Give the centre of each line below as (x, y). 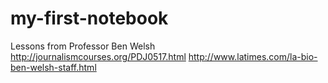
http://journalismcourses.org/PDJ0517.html (98, 56)
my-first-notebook (89, 18)
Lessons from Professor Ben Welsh (83, 46)
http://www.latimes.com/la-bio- (253, 56)
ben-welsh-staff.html (53, 67)
